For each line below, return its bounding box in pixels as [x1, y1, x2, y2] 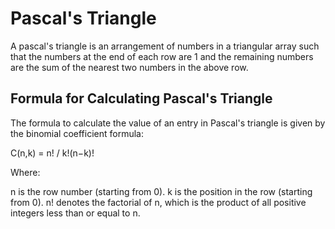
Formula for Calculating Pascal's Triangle [10, 90, 273, 107]
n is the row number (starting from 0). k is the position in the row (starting [10, 185, 313, 197]
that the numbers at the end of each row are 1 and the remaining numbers [10, 50, 314, 62]
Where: [10, 166, 41, 178]
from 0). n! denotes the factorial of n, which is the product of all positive [10, 196, 307, 208]
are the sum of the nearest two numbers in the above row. [10, 61, 249, 73]
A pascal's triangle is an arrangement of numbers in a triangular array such [10, 40, 320, 52]
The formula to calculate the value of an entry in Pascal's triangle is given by [10, 117, 326, 129]
